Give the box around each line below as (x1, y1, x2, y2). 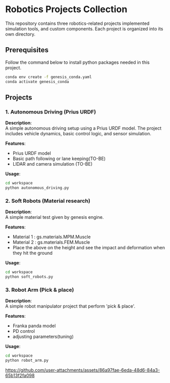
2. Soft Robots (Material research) (5, 197, 90, 204)
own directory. (5, 31, 36, 37)
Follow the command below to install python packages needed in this (5, 59, 150, 65)
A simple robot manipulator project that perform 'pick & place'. (5, 303, 135, 310)
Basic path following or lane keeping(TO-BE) (12, 156, 106, 162)
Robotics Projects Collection (5, 4, 128, 15)
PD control (12, 328, 35, 334)
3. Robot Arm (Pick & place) (5, 286, 75, 293)
